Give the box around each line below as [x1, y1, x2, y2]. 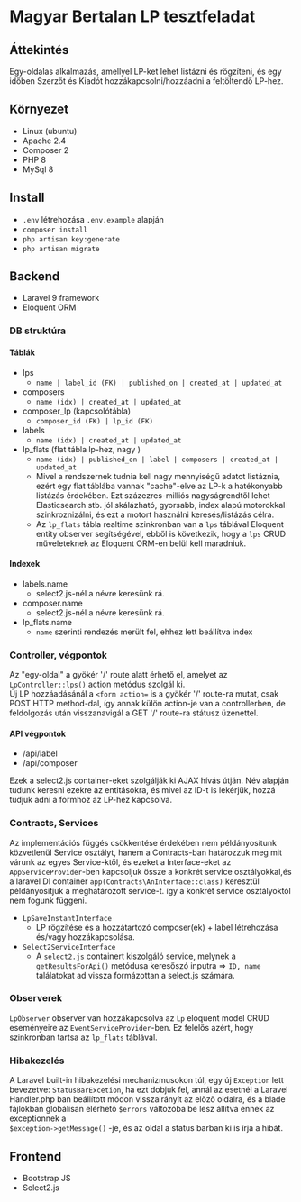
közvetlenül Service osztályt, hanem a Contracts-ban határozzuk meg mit [9, 847, 282, 858]
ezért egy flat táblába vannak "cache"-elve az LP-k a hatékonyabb [35, 480, 284, 491]
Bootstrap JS [22, 1172, 71, 1183]
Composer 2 [22, 144, 69, 155]
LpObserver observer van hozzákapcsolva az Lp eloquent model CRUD [9, 1012, 270, 1024]
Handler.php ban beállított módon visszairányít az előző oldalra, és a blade [9, 1094, 286, 1105]
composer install [22, 225, 88, 234]
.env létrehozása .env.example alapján [22, 214, 165, 224]
